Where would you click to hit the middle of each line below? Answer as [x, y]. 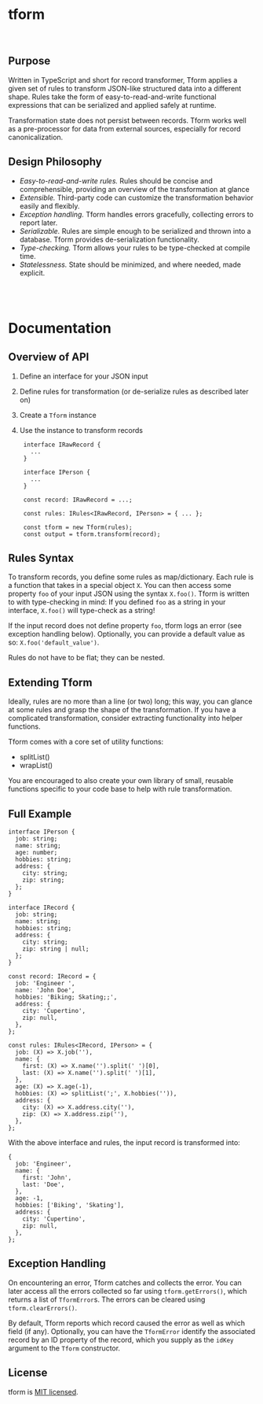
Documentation [60, 328]
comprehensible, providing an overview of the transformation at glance [134, 189]
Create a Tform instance [58, 415]
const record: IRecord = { [52, 977]
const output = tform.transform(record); [92, 534]
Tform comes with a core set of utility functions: [86, 742]
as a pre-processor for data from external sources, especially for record [124, 128]
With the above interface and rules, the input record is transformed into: [124, 1142]
